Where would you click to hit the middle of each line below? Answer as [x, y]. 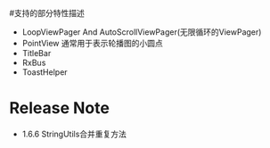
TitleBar [37, 53]
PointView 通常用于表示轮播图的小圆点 [92, 43]
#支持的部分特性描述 [47, 13]
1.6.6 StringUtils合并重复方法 [74, 134]
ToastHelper [45, 72]
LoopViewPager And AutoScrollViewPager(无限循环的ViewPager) [142, 32]
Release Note [59, 108]
